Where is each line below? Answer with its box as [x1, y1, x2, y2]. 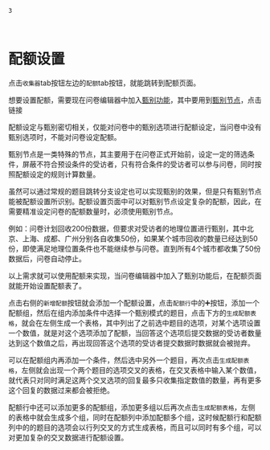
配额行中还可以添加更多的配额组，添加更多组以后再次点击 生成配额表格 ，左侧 [8, 402, 256, 412]
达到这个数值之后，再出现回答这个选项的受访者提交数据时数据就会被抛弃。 [8, 337, 255, 348]
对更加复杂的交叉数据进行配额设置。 [8, 432, 129, 442]
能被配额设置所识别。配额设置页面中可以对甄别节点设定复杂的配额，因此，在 [8, 196, 262, 206]
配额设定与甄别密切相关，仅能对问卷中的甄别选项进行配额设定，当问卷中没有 [8, 122, 262, 132]
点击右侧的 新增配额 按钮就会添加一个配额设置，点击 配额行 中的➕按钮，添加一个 [8, 297, 260, 308]
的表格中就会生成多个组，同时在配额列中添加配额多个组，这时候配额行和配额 [8, 412, 262, 422]
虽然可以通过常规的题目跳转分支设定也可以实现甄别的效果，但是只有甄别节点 [8, 186, 262, 196]
